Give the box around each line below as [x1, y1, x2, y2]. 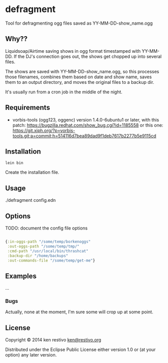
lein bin [5, 161, 24, 166]
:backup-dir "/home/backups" [7, 253, 69, 258]
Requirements [5, 103, 50, 112]
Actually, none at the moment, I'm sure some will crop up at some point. [5, 309, 153, 315]
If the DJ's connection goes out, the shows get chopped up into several [14, 53, 162, 59]
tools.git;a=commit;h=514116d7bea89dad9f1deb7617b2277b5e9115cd [12, 133, 156, 139]
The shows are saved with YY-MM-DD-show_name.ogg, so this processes [5, 68, 159, 74]
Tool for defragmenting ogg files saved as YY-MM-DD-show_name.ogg [5, 20, 153, 26]
